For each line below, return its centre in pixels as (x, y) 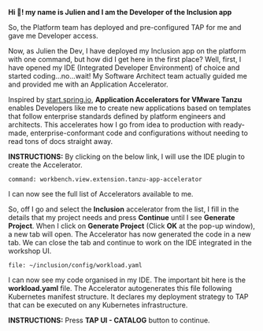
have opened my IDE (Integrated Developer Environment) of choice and (124, 68)
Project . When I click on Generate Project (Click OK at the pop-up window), (132, 226)
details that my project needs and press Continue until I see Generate (122, 217)
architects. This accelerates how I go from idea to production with (115, 125)
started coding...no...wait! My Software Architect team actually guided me (128, 76)
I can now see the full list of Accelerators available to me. (101, 194)
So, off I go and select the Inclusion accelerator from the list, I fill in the (124, 209)
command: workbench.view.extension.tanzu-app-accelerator (105, 179)
